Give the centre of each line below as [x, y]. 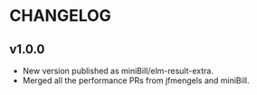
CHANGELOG [60, 16]
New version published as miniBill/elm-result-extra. [118, 71]
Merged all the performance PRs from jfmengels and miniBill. [136, 81]
